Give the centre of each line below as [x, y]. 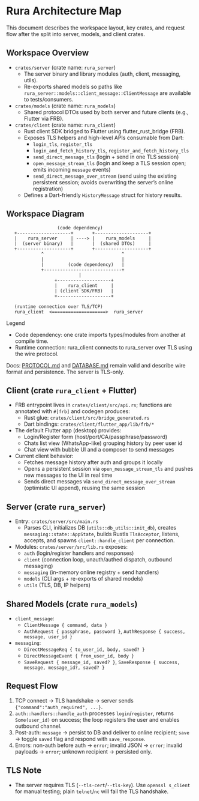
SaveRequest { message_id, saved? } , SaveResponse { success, [102, 662]
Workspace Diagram [45, 214]
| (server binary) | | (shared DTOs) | [83, 243]
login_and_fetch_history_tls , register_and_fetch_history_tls [111, 150]
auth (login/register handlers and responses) [79, 553]
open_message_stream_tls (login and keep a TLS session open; [109, 163]
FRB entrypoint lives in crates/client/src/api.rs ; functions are [93, 405]
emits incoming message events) [72, 169]
